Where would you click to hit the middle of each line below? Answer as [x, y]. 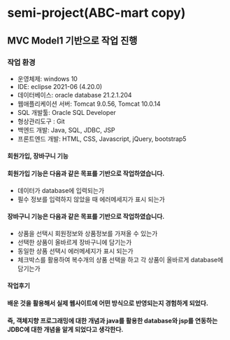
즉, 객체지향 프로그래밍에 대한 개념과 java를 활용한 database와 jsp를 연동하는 [113, 320]
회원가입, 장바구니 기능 [38, 156]
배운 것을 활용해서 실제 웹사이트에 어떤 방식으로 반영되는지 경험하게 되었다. [108, 304]
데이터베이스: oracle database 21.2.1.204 [74, 95]
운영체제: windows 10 [48, 79]
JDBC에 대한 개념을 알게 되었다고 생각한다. [65, 329]
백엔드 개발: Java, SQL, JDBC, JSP [66, 130]
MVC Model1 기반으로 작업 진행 [72, 40]
